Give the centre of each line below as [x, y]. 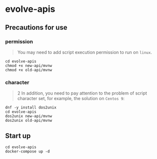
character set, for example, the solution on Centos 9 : [71, 99]
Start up [18, 135]
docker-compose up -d [28, 151]
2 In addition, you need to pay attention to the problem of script [82, 93]
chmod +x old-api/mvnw [29, 70]
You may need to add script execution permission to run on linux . [85, 52]
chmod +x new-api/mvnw [29, 65]
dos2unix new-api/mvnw [29, 116]
